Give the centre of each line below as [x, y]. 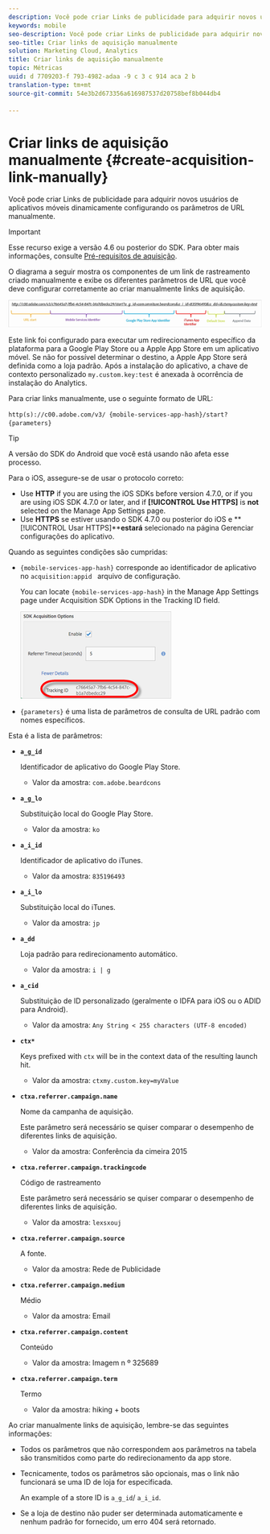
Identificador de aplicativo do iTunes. [81, 861]
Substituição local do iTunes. [68, 908]
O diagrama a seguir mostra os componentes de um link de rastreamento [129, 272]
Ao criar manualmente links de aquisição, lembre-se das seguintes [119, 1425]
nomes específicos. [53, 720]
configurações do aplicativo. [67, 536]
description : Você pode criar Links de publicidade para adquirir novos [133, 17]
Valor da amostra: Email [71, 1316]
